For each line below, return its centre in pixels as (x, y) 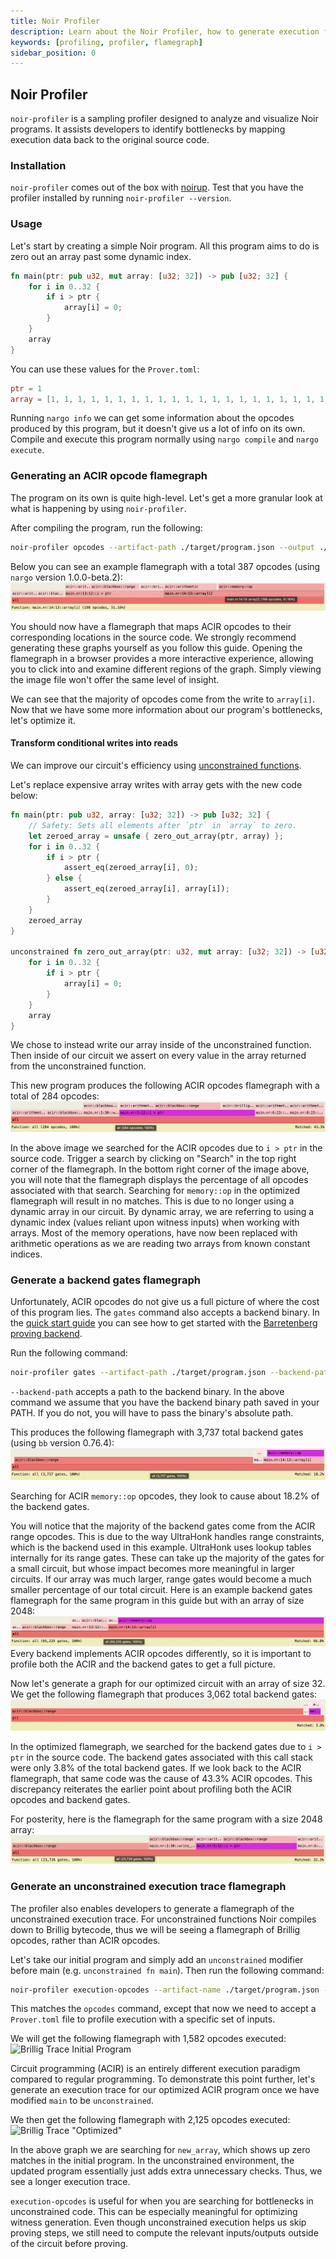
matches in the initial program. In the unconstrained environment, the (152, 2161)
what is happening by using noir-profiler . (98, 508)
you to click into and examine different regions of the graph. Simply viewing (166, 669)
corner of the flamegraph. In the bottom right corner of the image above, (160, 1169)
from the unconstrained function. (78, 1066)
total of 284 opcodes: (55, 1096)
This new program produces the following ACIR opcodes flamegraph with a (165, 1086)
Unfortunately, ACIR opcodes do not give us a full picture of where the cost (165, 1302)
